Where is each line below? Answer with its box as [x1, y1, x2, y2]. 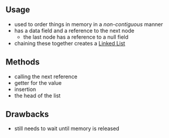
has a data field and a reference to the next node [14, 27, 135, 34]
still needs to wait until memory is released [14, 125, 120, 132]
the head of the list [14, 92, 61, 99]
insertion [14, 85, 36, 93]
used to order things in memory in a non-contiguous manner [14, 20, 164, 27]
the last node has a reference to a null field [23, 33, 129, 41]
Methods [5, 57, 40, 68]
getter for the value [14, 79, 62, 86]
